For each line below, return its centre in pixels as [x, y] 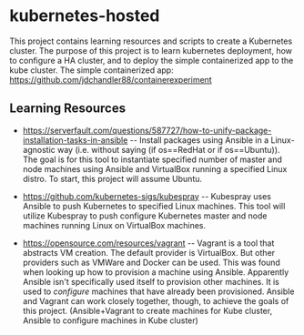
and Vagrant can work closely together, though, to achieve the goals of [156, 300]
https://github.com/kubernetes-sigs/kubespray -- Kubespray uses [147, 196]
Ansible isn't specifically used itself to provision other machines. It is [151, 281]
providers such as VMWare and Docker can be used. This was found [151, 262]
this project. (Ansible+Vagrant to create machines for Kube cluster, [147, 310]
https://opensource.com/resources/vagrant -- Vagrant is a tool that [148, 243]
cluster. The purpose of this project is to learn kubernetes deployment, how [151, 50]
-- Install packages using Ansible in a [199, 140]
